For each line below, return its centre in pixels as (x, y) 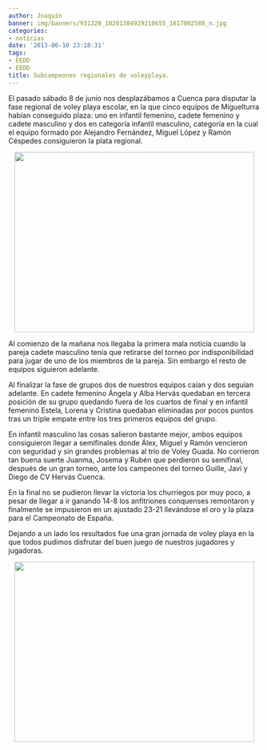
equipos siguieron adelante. (54, 369)
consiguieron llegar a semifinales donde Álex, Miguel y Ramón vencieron (128, 442)
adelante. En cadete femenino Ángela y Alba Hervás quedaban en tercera (130, 393)
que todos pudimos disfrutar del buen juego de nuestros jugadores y (122, 542)
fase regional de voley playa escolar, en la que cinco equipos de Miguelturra (134, 107)
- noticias (26, 38)
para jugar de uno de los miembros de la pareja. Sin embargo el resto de (127, 361)
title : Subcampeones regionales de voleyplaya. (89, 75)
